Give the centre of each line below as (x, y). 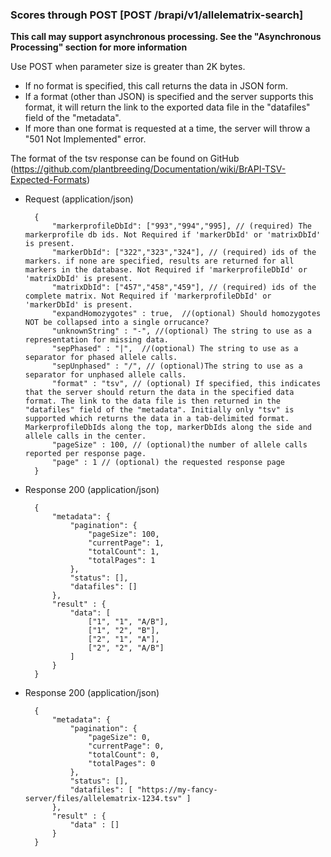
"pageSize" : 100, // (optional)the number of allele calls (179, 445)
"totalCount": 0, (124, 755)
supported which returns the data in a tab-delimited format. (157, 419)
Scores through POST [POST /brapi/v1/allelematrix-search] (157, 15)
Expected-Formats (48, 180)
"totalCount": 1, (124, 552)
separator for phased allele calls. (101, 358)
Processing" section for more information (99, 47)
